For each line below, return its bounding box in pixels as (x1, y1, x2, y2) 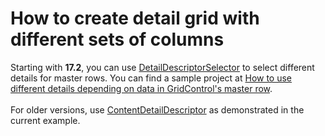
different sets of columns (10, 28, 225, 51)
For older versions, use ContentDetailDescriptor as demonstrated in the (10, 103, 305, 116)
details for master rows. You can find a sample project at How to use (10, 72, 293, 84)
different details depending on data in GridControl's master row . (10, 82, 273, 94)
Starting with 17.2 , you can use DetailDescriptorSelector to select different (10, 61, 315, 73)
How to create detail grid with (10, 7, 260, 30)
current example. (10, 114, 81, 126)
